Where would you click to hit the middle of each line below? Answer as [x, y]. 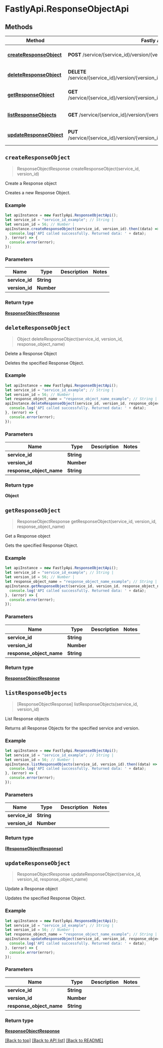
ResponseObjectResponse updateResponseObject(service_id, [79, 874]
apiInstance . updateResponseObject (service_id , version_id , [66, 939]
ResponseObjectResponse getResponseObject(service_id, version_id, [87, 522]
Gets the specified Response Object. [42, 545]
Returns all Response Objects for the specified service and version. [72, 728]
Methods [19, 27]
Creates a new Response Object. [38, 192]
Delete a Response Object [31, 354]
